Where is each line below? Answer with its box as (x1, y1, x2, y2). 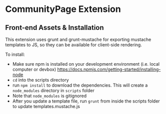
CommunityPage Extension (5, 3, 121, 15)
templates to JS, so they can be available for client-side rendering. (5, 42, 142, 48)
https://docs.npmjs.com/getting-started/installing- (57, 66, 161, 72)
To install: (5, 51, 25, 57)
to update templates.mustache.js (12, 104, 80, 109)
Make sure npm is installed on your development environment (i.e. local (12, 61, 160, 67)
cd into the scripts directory (12, 77, 69, 83)
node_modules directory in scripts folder (12, 88, 95, 93)
